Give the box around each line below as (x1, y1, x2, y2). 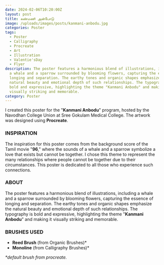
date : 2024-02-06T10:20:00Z (5, 7, 62, 12)
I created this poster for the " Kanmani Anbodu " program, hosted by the (5, 107, 150, 113)
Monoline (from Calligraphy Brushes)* (12, 245, 89, 251)
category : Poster (5, 94, 41, 98)
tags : (5, 30, 16, 35)
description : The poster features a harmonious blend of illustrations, (5, 67, 156, 72)
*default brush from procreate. (5, 254, 67, 260)
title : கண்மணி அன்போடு (5, 16, 55, 21)
